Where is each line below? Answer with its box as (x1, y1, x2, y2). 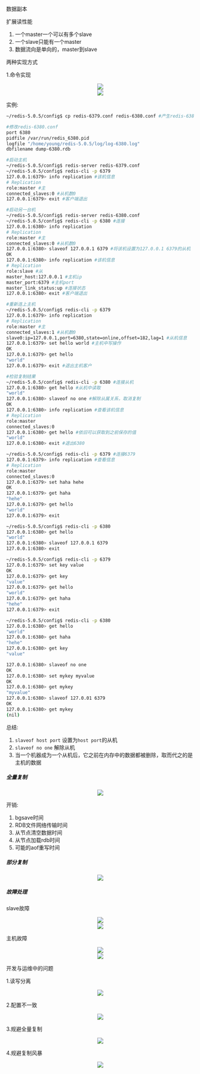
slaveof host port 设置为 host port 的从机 (14, 736, 118, 744)
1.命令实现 (6, 71, 31, 78)
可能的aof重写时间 (14, 844, 60, 851)
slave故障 (6, 904, 30, 911)
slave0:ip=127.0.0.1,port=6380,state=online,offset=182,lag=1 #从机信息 (6, 335, 187, 341)
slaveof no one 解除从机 (14, 744, 75, 751)
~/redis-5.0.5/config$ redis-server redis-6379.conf (6, 163, 140, 169)
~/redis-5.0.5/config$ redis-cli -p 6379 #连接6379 (6, 452, 136, 458)
